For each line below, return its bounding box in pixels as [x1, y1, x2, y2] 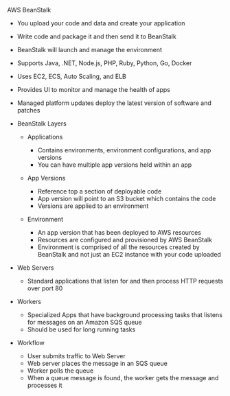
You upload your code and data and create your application [16, 19, 185, 27]
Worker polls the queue [27, 366, 94, 375]
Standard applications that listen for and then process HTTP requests [27, 277, 224, 285]
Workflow [16, 339, 45, 347]
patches [16, 106, 41, 114]
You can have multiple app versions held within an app [37, 161, 192, 169]
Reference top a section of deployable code [37, 187, 162, 195]
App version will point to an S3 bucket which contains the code [37, 195, 216, 202]
